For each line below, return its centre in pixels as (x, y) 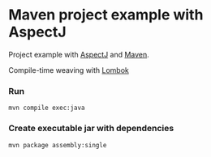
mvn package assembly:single (58, 145)
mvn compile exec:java (47, 108)
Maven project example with (106, 15)
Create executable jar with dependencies (91, 129)
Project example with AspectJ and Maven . (79, 54)
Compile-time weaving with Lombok (69, 70)
